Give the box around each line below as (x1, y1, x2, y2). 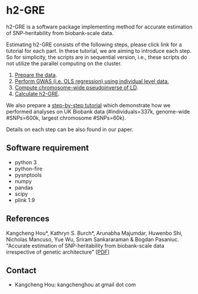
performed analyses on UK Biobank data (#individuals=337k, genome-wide (6, 108, 190, 115)
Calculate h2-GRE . (14, 90, 60, 97)
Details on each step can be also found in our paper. (6, 126, 134, 133)
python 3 (14, 158, 37, 166)
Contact (6, 265, 37, 276)
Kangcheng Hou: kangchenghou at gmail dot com (14, 281, 136, 288)
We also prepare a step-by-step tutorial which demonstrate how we (6, 101, 171, 108)
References (6, 214, 50, 224)
